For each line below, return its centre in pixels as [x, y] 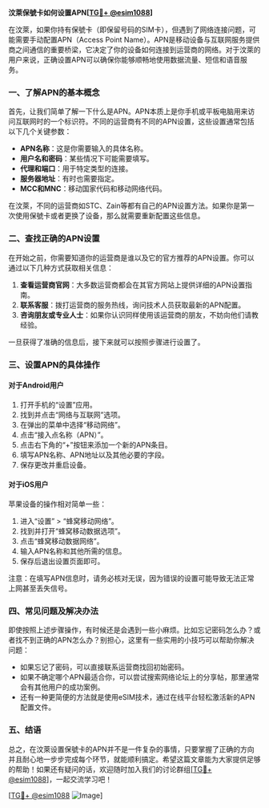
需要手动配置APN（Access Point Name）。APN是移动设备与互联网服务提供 [137, 40]
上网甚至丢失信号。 [40, 588]
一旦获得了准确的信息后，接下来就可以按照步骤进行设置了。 [106, 342]
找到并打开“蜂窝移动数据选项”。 [72, 531]
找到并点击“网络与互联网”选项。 [72, 414]
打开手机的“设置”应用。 [58, 404]
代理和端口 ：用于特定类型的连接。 [76, 169]
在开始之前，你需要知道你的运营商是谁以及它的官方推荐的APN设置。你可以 [131, 258]
